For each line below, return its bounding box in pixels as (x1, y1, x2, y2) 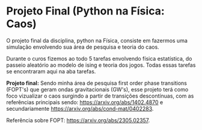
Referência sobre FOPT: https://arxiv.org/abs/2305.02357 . (6, 116, 150, 124)
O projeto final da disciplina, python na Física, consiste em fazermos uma (6, 37, 188, 44)
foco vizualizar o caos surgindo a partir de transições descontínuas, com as (6, 92, 194, 99)
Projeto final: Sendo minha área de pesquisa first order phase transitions (6, 79, 188, 87)
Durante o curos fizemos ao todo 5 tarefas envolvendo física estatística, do (6, 55, 192, 62)
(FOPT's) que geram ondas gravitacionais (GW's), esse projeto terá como (6, 85, 189, 93)
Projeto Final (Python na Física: (6, 4, 165, 18)
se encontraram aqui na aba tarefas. (6, 67, 96, 75)
